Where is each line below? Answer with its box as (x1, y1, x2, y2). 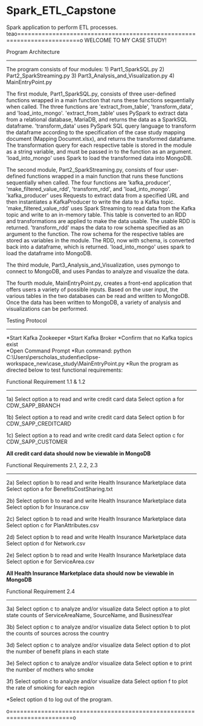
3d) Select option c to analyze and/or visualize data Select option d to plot (6, 641, 191, 649)
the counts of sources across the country (6, 629, 109, 637)
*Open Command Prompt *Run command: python (6, 347, 132, 354)
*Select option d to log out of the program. (6, 696, 113, 703)
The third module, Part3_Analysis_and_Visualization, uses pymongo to (6, 261, 180, 268)
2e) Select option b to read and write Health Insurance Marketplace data (6, 551, 186, 559)
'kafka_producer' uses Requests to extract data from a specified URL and (6, 192, 189, 199)
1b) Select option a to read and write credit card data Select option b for (6, 413, 185, 421)
